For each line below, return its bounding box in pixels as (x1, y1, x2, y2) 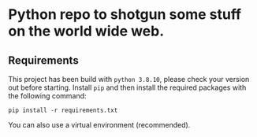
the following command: (8, 91, 87, 100)
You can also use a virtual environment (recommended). (8, 120, 191, 129)
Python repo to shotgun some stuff (8, 6, 242, 24)
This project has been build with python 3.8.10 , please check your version (8, 75, 250, 83)
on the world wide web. (8, 22, 165, 40)
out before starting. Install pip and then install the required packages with (8, 83, 247, 92)
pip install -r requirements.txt (8, 106, 118, 114)
